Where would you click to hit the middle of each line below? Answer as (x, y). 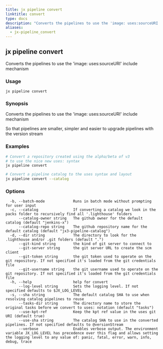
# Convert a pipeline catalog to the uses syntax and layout (69, 174)
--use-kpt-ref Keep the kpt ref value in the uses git (87, 312)
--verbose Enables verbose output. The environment (88, 329)
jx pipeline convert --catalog (37, 179)
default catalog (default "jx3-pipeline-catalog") (58, 231)
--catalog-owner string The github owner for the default (81, 218)
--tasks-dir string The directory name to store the (79, 304)
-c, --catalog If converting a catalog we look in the (83, 210)
